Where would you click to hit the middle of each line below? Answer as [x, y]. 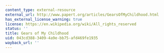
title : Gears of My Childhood [37, 33]
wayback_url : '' [22, 43]
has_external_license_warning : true [44, 19]
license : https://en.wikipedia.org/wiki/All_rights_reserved [71, 24]
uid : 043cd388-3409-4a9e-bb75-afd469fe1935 [52, 38]
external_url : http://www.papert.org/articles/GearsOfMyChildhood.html [82, 15]
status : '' [17, 29]
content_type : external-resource [40, 10]
